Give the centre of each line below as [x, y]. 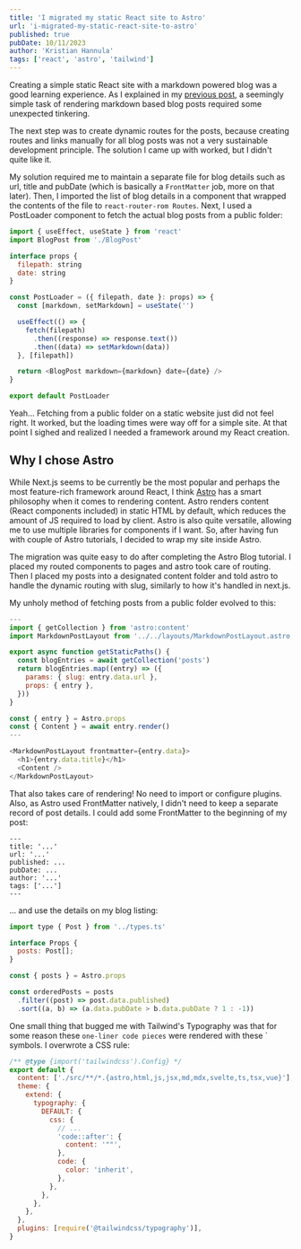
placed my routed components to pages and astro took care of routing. [140, 566]
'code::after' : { [90, 1137]
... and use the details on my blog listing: [84, 910]
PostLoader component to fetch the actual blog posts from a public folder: [146, 215]
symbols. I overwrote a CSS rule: [69, 1045]
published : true [39, 34]
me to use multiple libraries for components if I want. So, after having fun [144, 530]
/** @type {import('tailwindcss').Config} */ [95, 1061]
